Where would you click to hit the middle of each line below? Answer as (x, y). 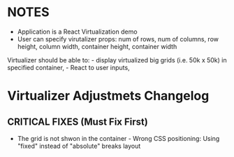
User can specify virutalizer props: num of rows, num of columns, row (118, 39)
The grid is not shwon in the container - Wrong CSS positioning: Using (118, 138)
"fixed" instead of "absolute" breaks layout (79, 146)
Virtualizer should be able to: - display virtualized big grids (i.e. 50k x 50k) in (117, 60)
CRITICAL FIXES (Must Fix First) (78, 122)
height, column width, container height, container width (97, 46)
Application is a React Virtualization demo (77, 32)
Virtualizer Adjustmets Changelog (108, 96)
